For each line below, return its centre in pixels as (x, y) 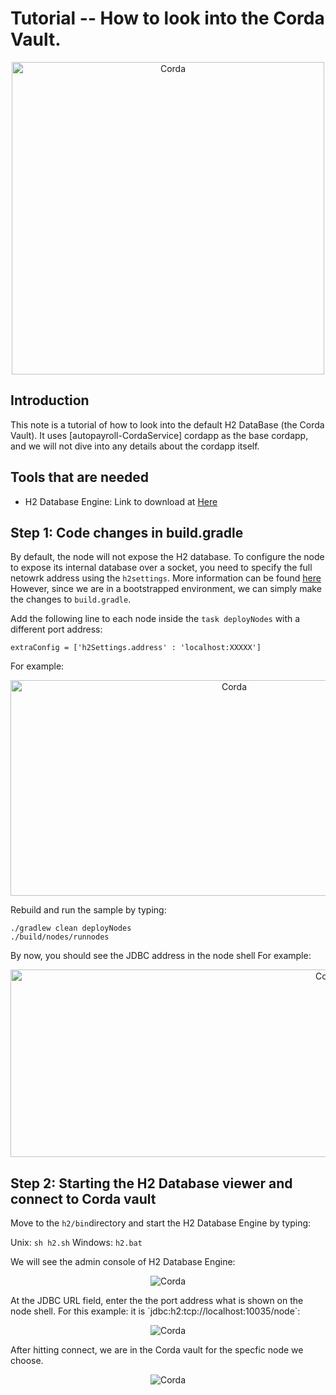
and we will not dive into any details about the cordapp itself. (135, 446)
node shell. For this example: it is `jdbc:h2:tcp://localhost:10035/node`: (155, 1311)
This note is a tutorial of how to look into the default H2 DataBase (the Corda (167, 424)
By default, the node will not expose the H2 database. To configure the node (167, 557)
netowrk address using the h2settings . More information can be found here (166, 578)
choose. (27, 1361)
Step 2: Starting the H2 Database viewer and (151, 1183)
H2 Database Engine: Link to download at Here (121, 501)
